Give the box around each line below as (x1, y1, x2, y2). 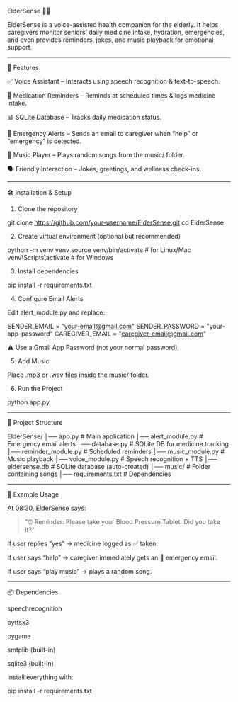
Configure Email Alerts (17, 295, 84, 302)
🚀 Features (7, 64, 39, 72)
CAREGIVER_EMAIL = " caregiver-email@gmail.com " (54, 329, 207, 338)
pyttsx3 (7, 618, 30, 626)
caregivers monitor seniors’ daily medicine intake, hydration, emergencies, (7, 28, 225, 36)
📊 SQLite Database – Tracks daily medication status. (7, 113, 161, 121)
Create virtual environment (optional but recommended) (17, 232, 181, 240)
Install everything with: (7, 673, 74, 681)
